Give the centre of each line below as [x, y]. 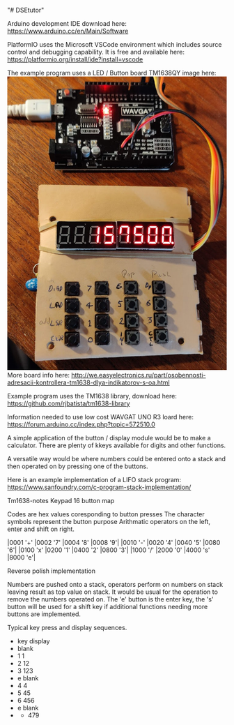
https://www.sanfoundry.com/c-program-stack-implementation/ [99, 487]
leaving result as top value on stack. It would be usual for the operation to [112, 592]
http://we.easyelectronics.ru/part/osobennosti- [139, 375]
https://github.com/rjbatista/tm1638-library [69, 403]
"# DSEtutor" [26, 10]
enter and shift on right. [41, 529]
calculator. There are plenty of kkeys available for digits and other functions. [117, 445]
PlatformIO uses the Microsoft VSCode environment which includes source [115, 44]
